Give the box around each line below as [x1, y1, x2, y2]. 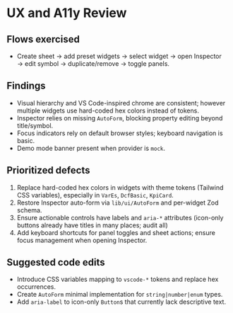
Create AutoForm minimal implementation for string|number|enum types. [16, 290, 223, 299]
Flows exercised [6, 33, 80, 45]
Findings [6, 80, 47, 92]
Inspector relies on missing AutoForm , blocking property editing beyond [16, 113, 223, 122]
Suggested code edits [6, 256, 105, 268]
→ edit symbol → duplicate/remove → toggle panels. [16, 59, 170, 68]
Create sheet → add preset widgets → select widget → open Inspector [16, 52, 222, 60]
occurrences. [16, 283, 56, 291]
